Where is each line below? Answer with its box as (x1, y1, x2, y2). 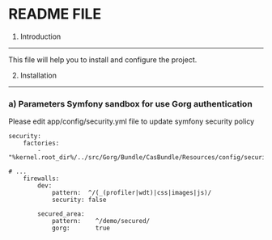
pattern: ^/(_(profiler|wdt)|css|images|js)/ (51, 189, 212, 197)
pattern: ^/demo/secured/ (51, 217, 151, 225)
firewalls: (23, 175, 60, 183)
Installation (19, 70, 57, 80)
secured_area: (37, 210, 85, 218)
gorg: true (51, 224, 111, 233)
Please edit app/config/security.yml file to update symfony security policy (8, 116, 255, 126)
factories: (23, 139, 60, 148)
